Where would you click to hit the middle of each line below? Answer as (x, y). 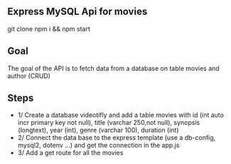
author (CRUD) (29, 76)
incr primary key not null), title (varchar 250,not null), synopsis (109, 123)
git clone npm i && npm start (49, 28)
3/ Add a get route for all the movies (70, 153)
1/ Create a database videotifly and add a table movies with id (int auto (120, 115)
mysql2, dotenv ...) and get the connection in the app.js (98, 146)
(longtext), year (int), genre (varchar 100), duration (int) (98, 130)
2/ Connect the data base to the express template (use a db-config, (117, 138)
